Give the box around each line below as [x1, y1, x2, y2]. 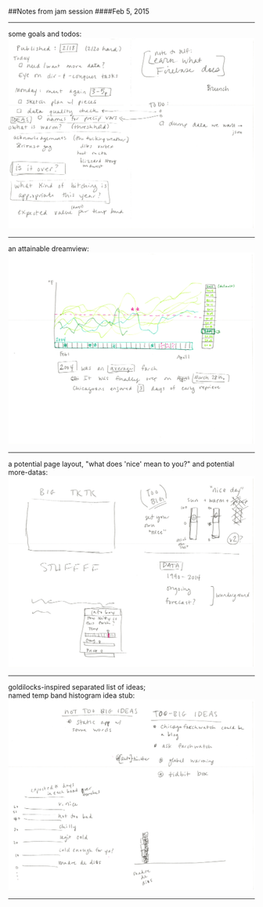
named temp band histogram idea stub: [8, 690, 135, 700]
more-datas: [8, 467, 49, 477]
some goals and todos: [8, 29, 82, 38]
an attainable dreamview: [8, 244, 90, 253]
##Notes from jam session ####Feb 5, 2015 [8, 7, 150, 16]
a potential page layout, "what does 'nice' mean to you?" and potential [8, 459, 235, 468]
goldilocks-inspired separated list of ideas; [8, 682, 146, 691]
